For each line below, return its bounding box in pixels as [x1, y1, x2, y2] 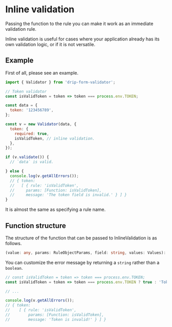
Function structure [5, 221, 67, 230]
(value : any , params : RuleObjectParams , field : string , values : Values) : [5, 250, 166, 255]
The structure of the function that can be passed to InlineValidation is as [5, 234, 157, 241]
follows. [5, 240, 22, 246]
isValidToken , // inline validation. [14, 136, 95, 141]
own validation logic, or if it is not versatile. [5, 41, 96, 47]
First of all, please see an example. [5, 70, 79, 76]
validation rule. [5, 26, 37, 32]
